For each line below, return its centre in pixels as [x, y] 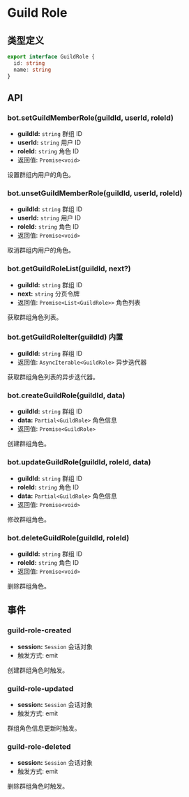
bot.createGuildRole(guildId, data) [66, 395]
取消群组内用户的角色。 [41, 250]
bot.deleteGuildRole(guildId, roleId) [68, 538]
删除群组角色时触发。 [38, 787]
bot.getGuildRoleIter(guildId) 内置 [65, 337]
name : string [32, 70]
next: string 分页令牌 [48, 294]
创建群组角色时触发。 [38, 670]
